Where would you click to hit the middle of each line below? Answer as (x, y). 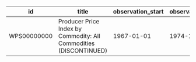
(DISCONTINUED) (83, 51)
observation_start (138, 11)
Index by (70, 29)
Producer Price (79, 21)
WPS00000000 (31, 36)
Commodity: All (79, 36)
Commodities (76, 43)
